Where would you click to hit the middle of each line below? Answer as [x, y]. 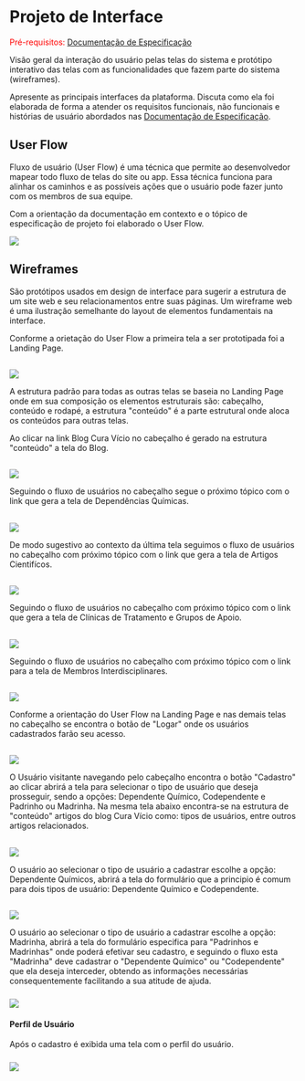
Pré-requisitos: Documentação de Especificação [100, 42]
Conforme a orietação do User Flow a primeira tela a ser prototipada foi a [147, 338]
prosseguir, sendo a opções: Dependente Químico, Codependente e [138, 797]
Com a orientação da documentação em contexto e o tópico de [129, 214]
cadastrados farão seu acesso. [68, 733]
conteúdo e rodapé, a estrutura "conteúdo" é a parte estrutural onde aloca [150, 410]
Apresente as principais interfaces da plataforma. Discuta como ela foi [142, 97]
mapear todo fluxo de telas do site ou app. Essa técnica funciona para [141, 176]
